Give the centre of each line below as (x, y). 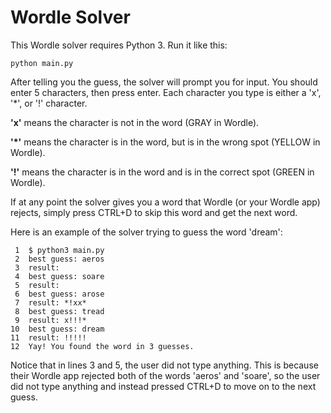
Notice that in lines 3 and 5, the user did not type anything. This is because (164, 365)
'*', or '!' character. (49, 103)
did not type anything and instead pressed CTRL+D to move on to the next (163, 386)
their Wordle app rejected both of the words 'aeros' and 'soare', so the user (165, 375)
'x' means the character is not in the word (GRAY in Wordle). (135, 122)
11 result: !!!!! (48, 337)
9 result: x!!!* (50, 320)
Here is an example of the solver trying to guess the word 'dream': (146, 232)
